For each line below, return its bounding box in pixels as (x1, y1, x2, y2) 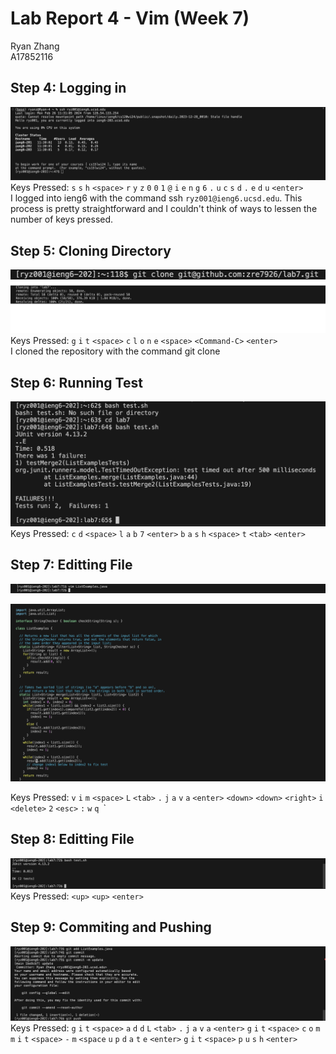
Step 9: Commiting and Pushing (10, 919, 212, 936)
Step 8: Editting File (10, 831, 135, 848)
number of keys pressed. (10, 213, 114, 226)
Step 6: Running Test (10, 374, 143, 391)
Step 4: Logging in (10, 80, 127, 97)
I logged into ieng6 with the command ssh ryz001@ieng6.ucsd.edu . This (10, 192, 303, 204)
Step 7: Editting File (10, 557, 133, 574)
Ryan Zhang (10, 40, 60, 52)
